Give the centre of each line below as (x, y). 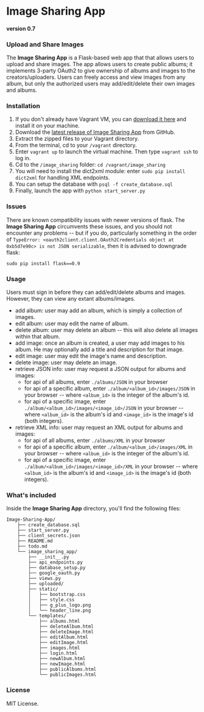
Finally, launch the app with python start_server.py (80, 191)
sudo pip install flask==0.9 (43, 263)
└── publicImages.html (68, 675)
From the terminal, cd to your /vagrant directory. (76, 145)
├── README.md (35, 541)
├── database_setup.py (57, 568)
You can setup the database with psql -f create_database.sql (94, 184)
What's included (31, 495)
